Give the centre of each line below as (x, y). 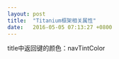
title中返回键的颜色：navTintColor (56, 48)
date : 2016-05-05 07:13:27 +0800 (60, 27)
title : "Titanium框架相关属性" (52, 21)
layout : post (27, 14)
